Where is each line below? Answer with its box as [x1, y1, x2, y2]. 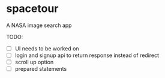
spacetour [6, 2, 59, 16]
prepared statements [14, 65, 67, 73]
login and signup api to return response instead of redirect [14, 52, 160, 59]
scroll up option [14, 59, 54, 66]
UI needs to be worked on [14, 44, 79, 52]
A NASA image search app [6, 22, 72, 29]
